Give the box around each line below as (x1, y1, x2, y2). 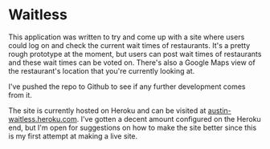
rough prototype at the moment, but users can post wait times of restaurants (8, 49, 262, 58)
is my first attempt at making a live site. (8, 131, 138, 141)
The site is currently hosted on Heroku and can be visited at (8, 106, 207, 115)
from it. (8, 90, 32, 99)
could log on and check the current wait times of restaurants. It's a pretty (8, 40, 251, 50)
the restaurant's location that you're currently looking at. (8, 66, 195, 75)
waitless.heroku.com (8, 114, 78, 123)
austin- (207, 106, 231, 115)
